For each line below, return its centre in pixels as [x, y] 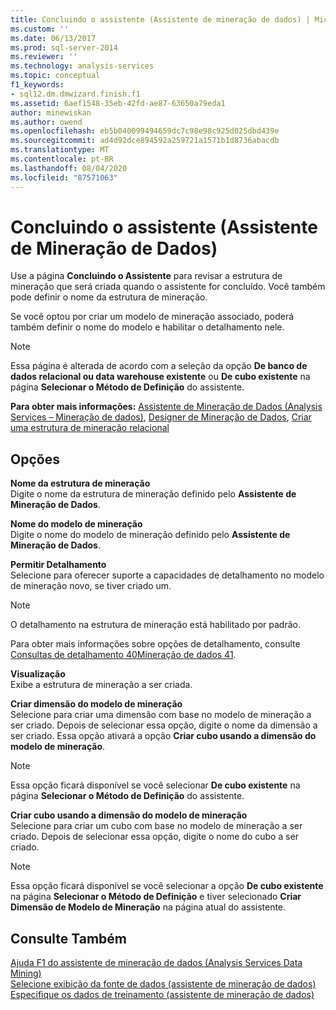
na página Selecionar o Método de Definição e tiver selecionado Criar [156, 897]
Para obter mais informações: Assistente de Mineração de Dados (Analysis [166, 407]
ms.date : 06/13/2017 [53, 38]
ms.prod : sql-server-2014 [64, 47]
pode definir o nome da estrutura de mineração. [109, 297]
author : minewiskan [51, 112]
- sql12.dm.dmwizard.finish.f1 [75, 94]
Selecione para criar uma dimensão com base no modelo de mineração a [161, 715]
